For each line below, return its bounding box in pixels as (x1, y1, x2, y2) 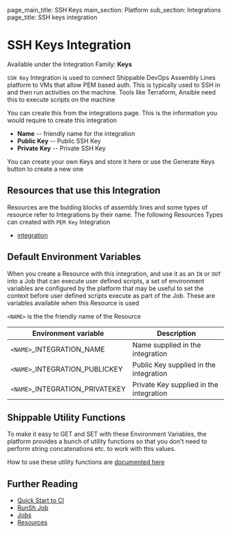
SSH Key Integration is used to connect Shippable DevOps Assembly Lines (7, 73, 216, 81)
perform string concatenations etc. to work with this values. (7, 445, 177, 453)
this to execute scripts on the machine (7, 95, 115, 103)
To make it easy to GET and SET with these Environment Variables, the (7, 430, 207, 439)
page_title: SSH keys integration (7, 13, 98, 21)
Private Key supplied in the (132, 379, 219, 389)
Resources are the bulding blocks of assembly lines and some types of (7, 203, 208, 211)
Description (157, 328, 196, 338)
